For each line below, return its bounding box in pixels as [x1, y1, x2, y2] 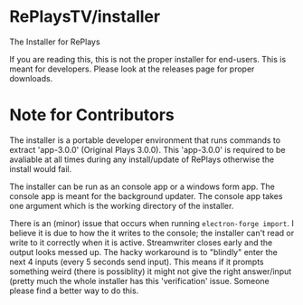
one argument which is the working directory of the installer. [9, 200, 234, 211]
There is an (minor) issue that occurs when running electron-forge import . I [9, 217, 294, 228]
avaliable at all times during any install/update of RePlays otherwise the [9, 154, 274, 165]
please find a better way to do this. [9, 285, 139, 296]
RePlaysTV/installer [9, 6, 161, 27]
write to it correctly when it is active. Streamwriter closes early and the [9, 237, 273, 248]
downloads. [9, 72, 53, 83]
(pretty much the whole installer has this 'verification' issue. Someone [9, 275, 270, 286]
